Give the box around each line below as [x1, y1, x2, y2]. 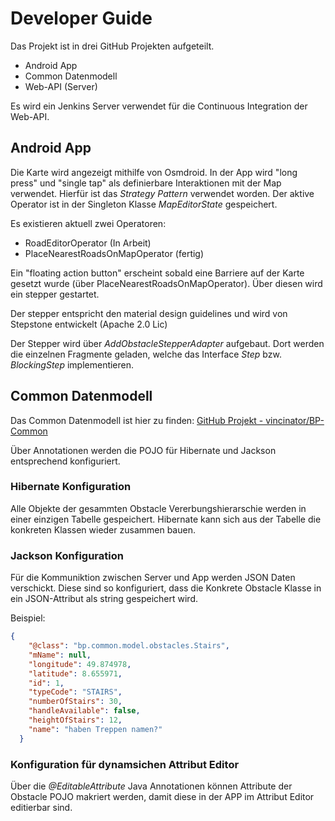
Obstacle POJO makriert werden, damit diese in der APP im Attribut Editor [10, 790, 315, 802]
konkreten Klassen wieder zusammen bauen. [10, 523, 196, 536]
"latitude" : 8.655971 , [28, 668, 123, 679]
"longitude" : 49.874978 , [28, 659, 132, 669]
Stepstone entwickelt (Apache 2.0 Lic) [10, 318, 168, 330]
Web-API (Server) [24, 80, 98, 92]
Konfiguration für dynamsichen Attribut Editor [10, 757, 240, 771]
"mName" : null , [28, 650, 92, 660]
